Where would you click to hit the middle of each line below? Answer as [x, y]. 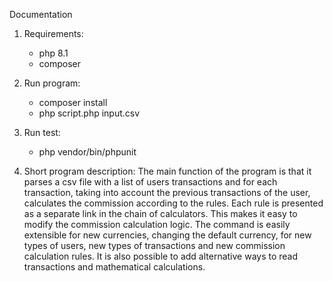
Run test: [42, 132]
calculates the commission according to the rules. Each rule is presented [173, 203]
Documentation [41, 14]
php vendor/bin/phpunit [87, 152]
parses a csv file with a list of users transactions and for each [150, 182]
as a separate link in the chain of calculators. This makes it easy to [160, 213]
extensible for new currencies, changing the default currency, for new [167, 235]
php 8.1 [53, 53]
